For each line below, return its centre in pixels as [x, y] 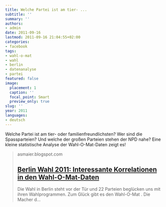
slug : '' [14, 106]
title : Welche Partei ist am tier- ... [46, 10]
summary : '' [17, 19]
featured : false [22, 79]
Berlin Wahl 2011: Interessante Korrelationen [87, 170]
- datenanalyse [21, 70]
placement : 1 [23, 88]
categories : [17, 42]
